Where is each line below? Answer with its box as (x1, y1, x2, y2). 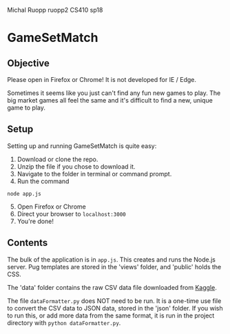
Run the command (17, 177, 70, 185)
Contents (7, 237, 48, 249)
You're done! (17, 217, 54, 225)
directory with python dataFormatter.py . (7, 318, 121, 326)
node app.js (7, 190, 41, 197)
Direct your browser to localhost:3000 (17, 209, 126, 218)
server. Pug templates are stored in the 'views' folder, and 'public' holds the (7, 262, 222, 271)
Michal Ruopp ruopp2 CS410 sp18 (7, 6, 103, 14)
